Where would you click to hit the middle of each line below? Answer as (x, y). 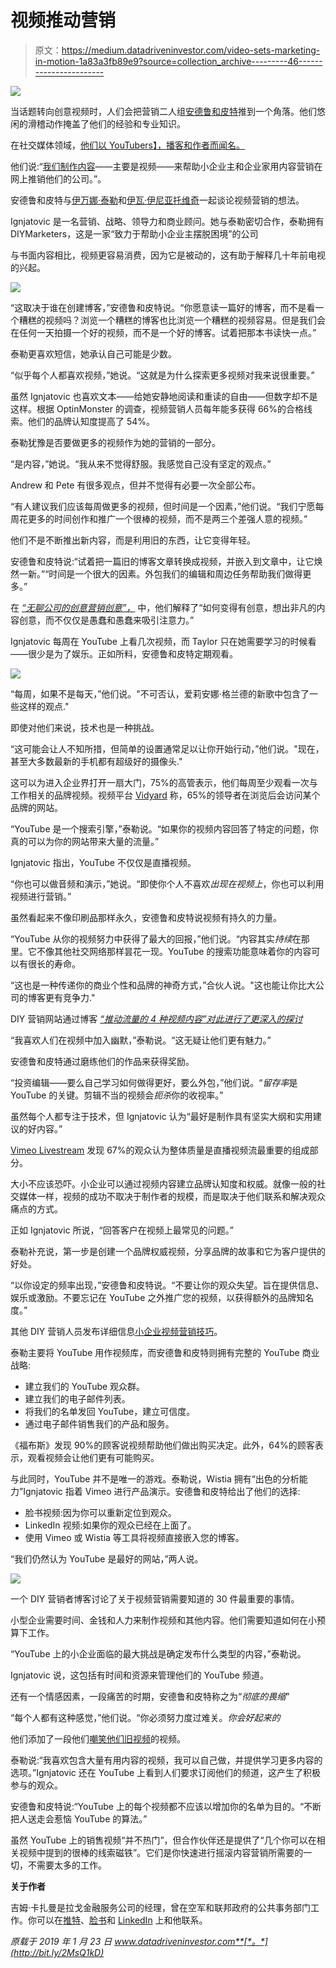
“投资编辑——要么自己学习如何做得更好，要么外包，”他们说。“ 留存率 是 (154, 1082)
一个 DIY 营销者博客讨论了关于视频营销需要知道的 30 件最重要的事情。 (155, 1598)
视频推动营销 (63, 20)
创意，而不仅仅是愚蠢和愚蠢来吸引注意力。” (106, 620)
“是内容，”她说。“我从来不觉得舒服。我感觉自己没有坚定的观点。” (141, 463)
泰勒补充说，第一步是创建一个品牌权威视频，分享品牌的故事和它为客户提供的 (168, 1251)
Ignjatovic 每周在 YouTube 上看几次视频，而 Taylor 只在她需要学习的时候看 (163, 641)
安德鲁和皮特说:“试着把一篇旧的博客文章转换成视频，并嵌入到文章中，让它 (162, 561)
